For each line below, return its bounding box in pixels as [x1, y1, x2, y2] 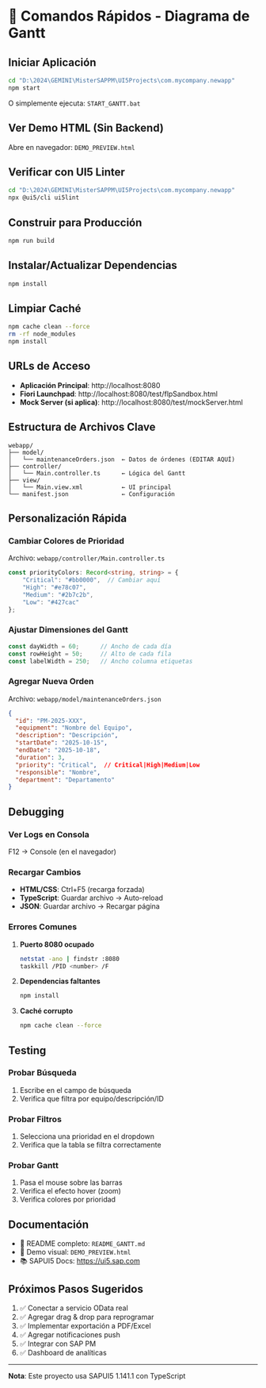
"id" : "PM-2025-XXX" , [15, 717, 87, 725]
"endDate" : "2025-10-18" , [15, 746, 101, 755]
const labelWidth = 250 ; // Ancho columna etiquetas [8, 657, 193, 665]
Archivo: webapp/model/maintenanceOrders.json [8, 694, 161, 703]
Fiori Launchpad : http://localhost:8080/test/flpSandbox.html [19, 389, 218, 398]
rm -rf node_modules [8, 330, 77, 338]
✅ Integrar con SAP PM [19, 1339, 97, 1348]
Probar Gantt [8, 1160, 59, 1171]
